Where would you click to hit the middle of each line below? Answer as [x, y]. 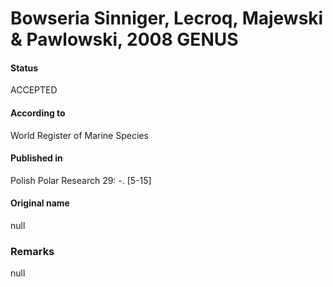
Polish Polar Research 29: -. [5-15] [81, 180]
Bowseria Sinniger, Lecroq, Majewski [167, 18]
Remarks [32, 251]
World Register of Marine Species [79, 135]
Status [24, 68]
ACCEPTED [34, 90]
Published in [36, 158]
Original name [40, 203]
